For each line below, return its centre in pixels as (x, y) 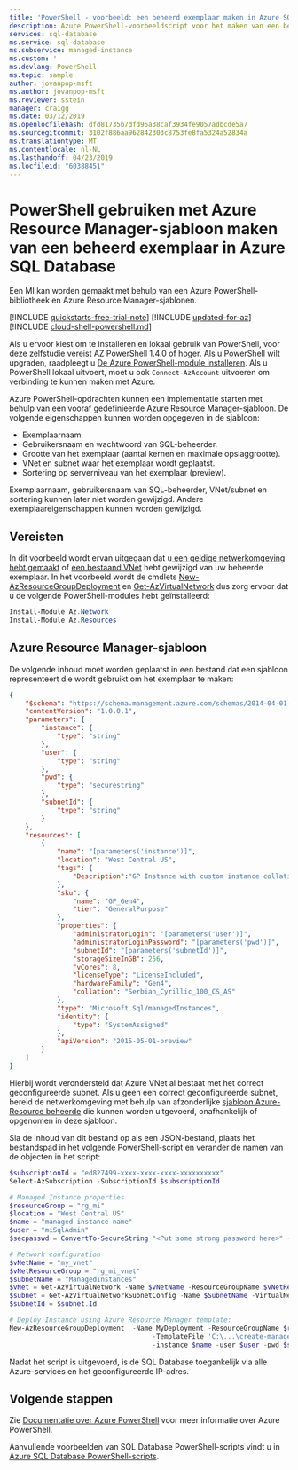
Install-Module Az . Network (59, 612)
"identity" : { (82, 1017)
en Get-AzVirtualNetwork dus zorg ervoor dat (205, 586)
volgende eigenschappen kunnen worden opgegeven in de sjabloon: (134, 418)
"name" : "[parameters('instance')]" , (126, 852)
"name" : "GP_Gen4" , (108, 901)
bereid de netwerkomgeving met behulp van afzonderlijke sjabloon (131, 1102)
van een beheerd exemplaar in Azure (147, 247)
